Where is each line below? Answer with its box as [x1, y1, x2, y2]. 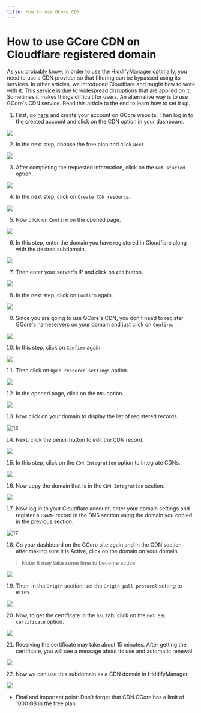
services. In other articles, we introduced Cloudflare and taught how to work [7, 80, 196, 87]
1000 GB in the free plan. [15, 700, 77, 707]
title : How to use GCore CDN [7, 8, 80, 15]
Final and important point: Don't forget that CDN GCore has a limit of [15, 693, 185, 700]
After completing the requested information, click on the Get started [15, 163, 185, 171]
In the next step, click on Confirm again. [15, 291, 113, 298]
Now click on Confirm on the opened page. [15, 216, 121, 223]
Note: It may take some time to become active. [21, 559, 137, 567]
